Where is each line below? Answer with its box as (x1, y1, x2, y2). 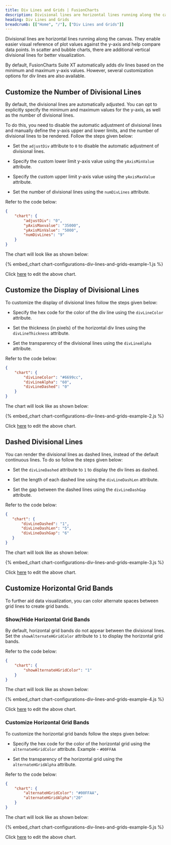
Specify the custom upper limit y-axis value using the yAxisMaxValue (12, 173, 155, 180)
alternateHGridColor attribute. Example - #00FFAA (12, 746, 116, 752)
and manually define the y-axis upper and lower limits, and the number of (5, 127, 159, 134)
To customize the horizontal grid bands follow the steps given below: (5, 730, 150, 737)
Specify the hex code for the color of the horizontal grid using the (12, 740, 151, 747)
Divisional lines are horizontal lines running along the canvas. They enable (5, 36, 161, 42)
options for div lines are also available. (5, 73, 85, 79)
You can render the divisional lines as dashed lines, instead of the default (5, 451, 159, 457)
